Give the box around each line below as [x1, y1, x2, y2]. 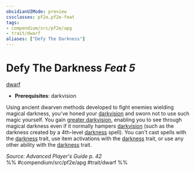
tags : [6, 19, 19, 25]
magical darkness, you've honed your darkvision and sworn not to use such [6, 110, 190, 117]
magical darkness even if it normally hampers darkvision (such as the [6, 122, 174, 130]
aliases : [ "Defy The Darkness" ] [6, 36, 85, 42]
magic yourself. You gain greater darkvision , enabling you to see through [6, 116, 182, 123]
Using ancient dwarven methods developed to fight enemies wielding [6, 104, 174, 111]
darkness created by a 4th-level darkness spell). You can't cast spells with [6, 128, 187, 135]
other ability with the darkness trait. [6, 141, 92, 148]
